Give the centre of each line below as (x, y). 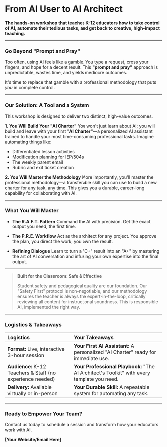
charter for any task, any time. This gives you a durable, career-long (75, 188)
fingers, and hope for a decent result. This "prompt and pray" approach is (82, 67)
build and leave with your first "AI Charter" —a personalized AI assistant (79, 131)
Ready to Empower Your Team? (43, 414)
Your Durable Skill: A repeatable (112, 387)
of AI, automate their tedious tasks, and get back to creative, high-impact (83, 28)
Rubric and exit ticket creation (43, 167)
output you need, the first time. (44, 226)
